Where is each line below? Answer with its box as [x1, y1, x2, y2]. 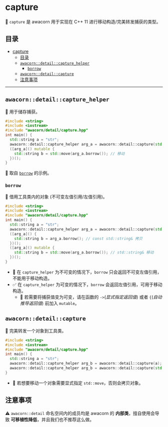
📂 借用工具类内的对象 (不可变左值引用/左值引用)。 [5, 193, 107, 199]
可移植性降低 [10, 416, 37, 422]
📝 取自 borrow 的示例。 [5, 170, 51, 176]
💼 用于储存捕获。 [5, 108, 40, 114]
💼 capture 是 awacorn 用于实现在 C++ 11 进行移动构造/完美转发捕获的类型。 [5, 18, 161, 24]
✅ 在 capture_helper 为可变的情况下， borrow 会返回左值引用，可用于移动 [12, 281, 162, 287]
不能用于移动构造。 [12, 275, 52, 281]
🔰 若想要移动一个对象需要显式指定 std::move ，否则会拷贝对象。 [12, 379, 143, 386]
